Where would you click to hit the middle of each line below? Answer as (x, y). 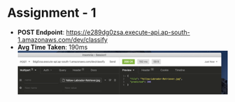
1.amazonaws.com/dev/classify (63, 39)
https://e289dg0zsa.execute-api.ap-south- (128, 32)
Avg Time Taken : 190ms (52, 47)
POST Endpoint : (41, 32)
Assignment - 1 (52, 13)
